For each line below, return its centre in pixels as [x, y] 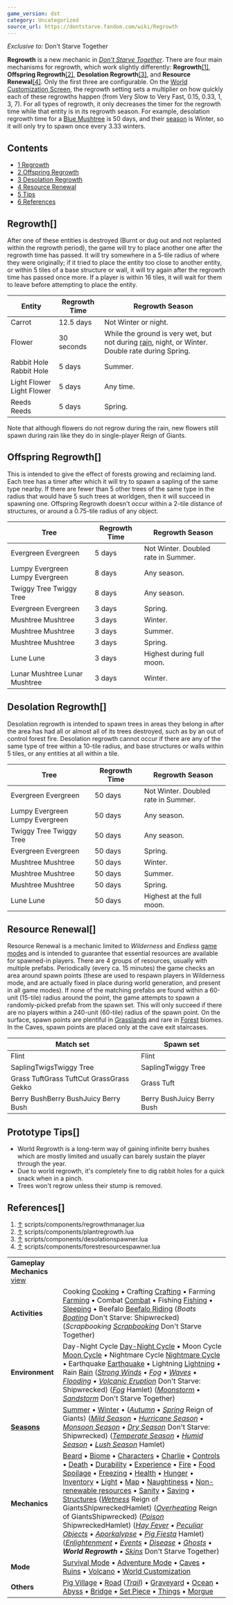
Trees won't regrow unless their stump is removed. [90, 1186]
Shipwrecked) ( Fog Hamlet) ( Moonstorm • [132, 1390]
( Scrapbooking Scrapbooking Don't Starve [132, 1326]
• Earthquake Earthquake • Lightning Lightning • [141, 1364]
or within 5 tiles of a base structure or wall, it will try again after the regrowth [116, 270]
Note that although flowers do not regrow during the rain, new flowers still [113, 428]
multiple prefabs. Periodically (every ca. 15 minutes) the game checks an [111, 968]
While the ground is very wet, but [158, 333]
